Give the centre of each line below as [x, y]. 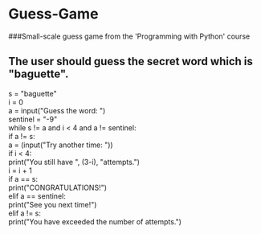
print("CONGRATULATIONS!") [57, 187]
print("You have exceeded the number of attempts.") [95, 221]
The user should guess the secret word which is [130, 62]
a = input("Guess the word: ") [57, 110]
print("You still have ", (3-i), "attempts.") [74, 162]
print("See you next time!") [53, 204]
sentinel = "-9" [33, 119]
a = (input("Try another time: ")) [61, 145]
